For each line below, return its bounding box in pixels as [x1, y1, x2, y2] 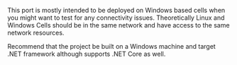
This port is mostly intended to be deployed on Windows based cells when [7, 6, 226, 14]
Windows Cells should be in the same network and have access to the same [7, 21, 230, 29]
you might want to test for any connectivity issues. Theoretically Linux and [7, 13, 225, 22]
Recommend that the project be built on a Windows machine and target [7, 42, 216, 50]
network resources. [7, 28, 65, 37]
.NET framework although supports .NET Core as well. [7, 49, 166, 58]
